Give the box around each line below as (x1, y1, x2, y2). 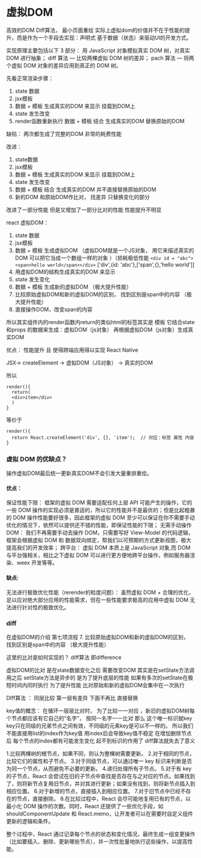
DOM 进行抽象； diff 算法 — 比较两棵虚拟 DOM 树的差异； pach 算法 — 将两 (6, 54, 194, 61)
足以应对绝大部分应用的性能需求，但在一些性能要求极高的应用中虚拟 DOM (6, 596, 189, 603)
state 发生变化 (14, 275, 50, 283)
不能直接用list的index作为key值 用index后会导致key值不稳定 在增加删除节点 (6, 729, 192, 737)
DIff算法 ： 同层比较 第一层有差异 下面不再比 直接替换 (6, 694, 139, 701)
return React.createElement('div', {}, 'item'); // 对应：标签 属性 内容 (11, 434, 194, 441)
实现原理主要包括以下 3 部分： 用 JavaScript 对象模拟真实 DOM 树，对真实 (6, 46, 190, 54)
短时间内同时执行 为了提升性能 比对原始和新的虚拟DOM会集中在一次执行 (6, 681, 185, 688)
